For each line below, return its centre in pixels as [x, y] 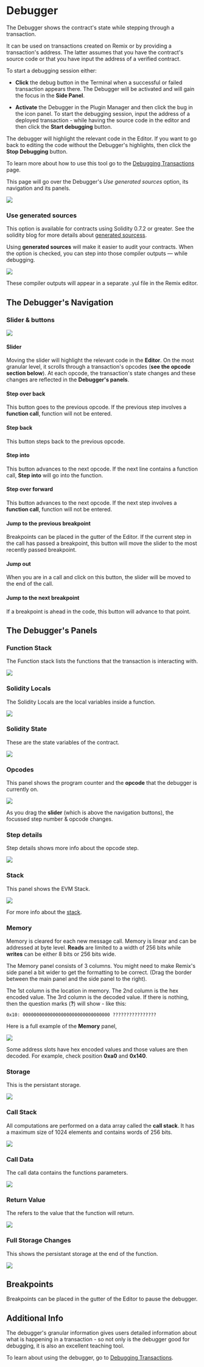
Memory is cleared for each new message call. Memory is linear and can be [101, 941]
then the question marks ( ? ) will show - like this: [66, 1004]
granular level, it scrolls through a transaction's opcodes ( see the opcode [98, 367]
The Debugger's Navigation [60, 302]
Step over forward [30, 489]
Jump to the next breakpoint [43, 597]
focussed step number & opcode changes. [60, 819]
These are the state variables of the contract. [63, 742]
